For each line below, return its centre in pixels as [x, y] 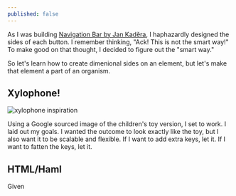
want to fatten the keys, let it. [50, 147]
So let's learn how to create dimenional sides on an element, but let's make [117, 63]
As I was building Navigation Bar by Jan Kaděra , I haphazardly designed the [118, 34]
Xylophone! [34, 93]
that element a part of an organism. [59, 71]
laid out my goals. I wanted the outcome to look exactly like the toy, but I [113, 132]
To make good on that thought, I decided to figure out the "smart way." [111, 49]
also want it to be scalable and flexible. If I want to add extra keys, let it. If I [117, 139]
